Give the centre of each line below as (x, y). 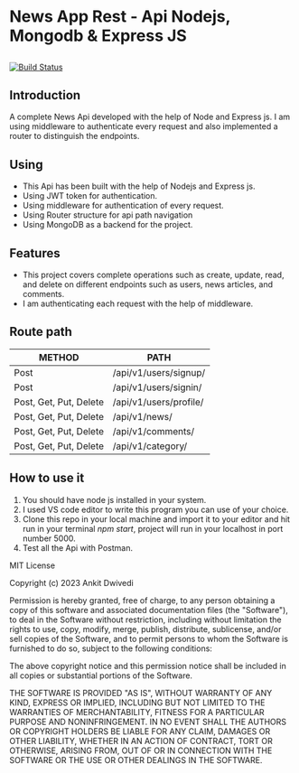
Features (35, 253)
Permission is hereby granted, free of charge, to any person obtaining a (142, 600)
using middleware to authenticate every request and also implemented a (144, 126)
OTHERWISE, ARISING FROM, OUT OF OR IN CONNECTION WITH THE (141, 750)
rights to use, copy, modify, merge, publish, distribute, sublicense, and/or (145, 629)
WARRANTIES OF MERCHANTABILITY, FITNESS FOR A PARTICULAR (137, 712)
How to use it (47, 478)
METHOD (59, 357)
